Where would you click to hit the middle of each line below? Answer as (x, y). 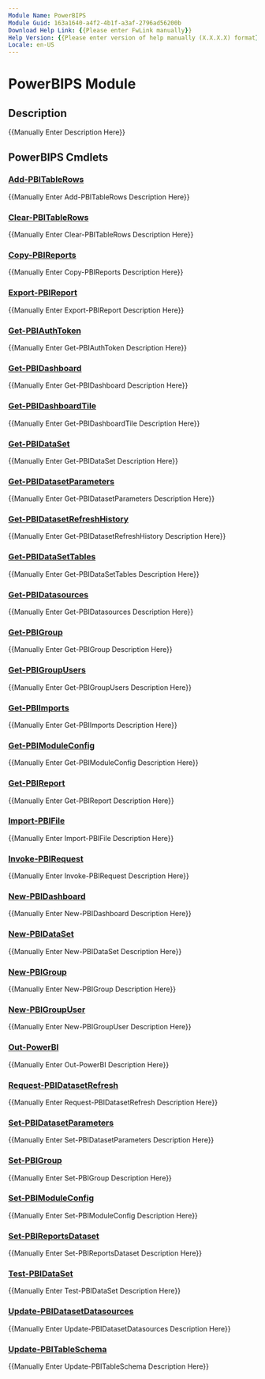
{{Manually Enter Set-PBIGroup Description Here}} (90, 1178)
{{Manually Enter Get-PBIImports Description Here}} (93, 725)
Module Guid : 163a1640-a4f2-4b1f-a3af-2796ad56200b (95, 23)
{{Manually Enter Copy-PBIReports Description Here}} (96, 272)
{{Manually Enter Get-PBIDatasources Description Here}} (101, 612)
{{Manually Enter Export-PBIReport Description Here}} (96, 310)
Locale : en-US (32, 45)
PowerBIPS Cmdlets (58, 157)
